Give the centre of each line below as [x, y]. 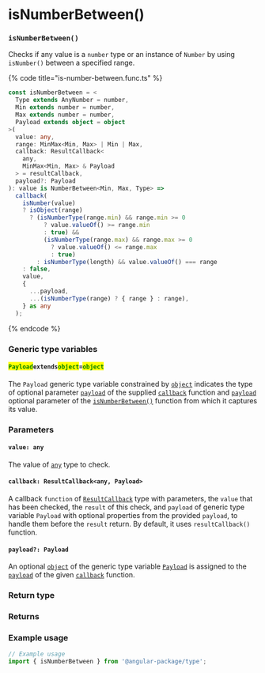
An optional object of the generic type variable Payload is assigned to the [127, 566]
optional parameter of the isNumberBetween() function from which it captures [133, 400]
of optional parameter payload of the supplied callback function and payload [132, 392]
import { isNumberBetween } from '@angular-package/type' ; [108, 662]
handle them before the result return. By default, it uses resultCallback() [129, 524]
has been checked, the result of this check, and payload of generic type [127, 507]
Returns [24, 617]
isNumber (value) [49, 203]
